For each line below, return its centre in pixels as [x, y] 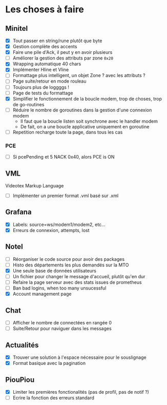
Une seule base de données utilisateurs [54, 271]
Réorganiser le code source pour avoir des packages [68, 259]
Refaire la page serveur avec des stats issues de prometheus [77, 282]
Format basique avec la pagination [49, 363]
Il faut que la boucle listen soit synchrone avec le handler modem [89, 121]
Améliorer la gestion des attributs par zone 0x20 [63, 58]
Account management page [42, 294]
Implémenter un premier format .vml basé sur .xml [66, 196]
